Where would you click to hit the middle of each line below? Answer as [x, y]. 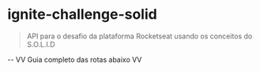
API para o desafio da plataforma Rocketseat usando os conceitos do [139, 36]
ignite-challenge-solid [82, 14]
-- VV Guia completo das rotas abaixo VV [75, 59]
